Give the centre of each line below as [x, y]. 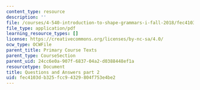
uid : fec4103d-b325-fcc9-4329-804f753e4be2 [61, 78]
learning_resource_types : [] [42, 34]
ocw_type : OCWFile [29, 45]
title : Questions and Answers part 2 [53, 72]
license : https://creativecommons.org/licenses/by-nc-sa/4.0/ [85, 39]
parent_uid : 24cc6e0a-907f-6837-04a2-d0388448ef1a [70, 61]
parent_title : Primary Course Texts [51, 50]
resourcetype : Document [36, 67]
